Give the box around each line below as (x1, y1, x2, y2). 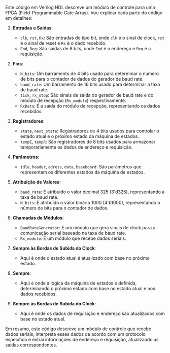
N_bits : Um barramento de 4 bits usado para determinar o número (20, 70, 159, 77)
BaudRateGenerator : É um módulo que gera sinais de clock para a (20, 225, 156, 230)
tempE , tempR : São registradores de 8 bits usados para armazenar (20, 139, 156, 145)
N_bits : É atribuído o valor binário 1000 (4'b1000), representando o (20, 200, 161, 205)
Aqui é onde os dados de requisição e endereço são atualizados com (20, 310, 165, 316)
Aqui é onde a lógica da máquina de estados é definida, (20, 280, 137, 286)
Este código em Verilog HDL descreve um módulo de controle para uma (5, 5, 155, 10)
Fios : (12, 61, 24, 66)
